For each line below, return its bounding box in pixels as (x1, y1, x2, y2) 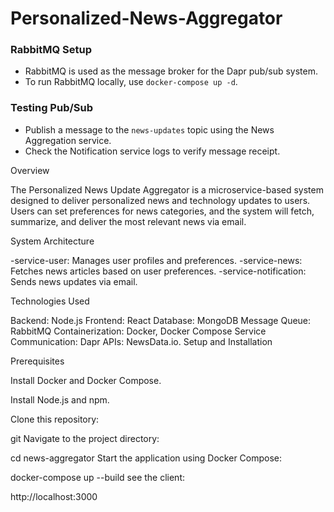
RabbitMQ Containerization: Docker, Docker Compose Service (10, 325, 267, 337)
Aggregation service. (24, 134, 112, 146)
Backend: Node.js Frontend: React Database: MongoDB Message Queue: (10, 314, 312, 326)
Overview (10, 164, 50, 176)
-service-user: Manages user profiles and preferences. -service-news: (10, 254, 303, 266)
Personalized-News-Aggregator (10, 7, 283, 30)
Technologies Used (10, 295, 90, 307)
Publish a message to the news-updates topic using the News (24, 123, 275, 136)
